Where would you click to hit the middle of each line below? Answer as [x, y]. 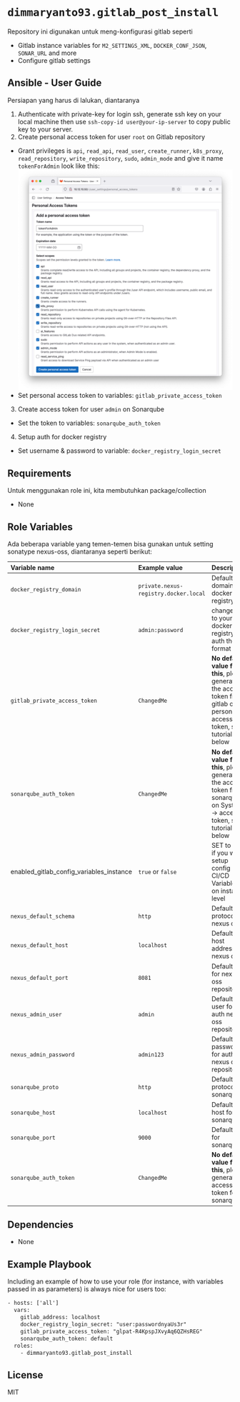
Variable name [32, 567]
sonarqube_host [33, 1113]
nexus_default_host [39, 945]
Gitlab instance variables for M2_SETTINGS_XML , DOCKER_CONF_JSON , [112, 45]
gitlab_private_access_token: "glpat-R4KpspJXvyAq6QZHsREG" [111, 1332]
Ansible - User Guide [55, 83]
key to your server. [45, 129]
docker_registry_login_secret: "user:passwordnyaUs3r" [104, 1325]
